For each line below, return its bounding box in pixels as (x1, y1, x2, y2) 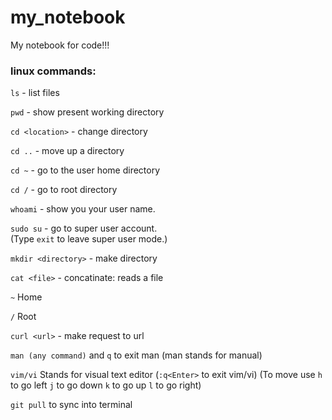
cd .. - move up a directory (10, 145, 125, 157)
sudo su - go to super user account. (10, 222, 158, 235)
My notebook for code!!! (10, 39, 110, 51)
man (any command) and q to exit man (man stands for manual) (10, 349, 263, 361)
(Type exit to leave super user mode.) (10, 233, 168, 245)
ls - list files (10, 87, 60, 99)
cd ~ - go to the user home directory (10, 164, 161, 176)
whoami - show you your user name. (10, 203, 156, 215)
